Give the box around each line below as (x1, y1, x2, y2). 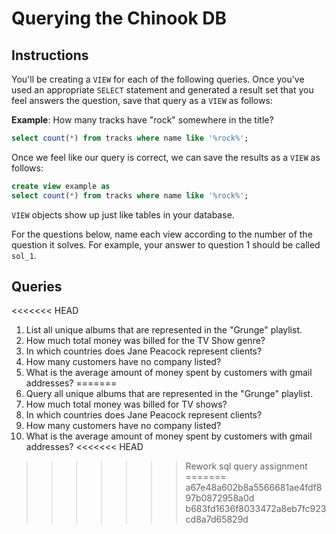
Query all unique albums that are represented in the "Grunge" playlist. (25, 388, 314, 400)
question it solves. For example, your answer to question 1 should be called (11, 238, 321, 251)
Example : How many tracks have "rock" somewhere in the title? (11, 114, 274, 126)
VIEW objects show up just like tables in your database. (11, 208, 235, 221)
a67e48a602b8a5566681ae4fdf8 (185, 482, 323, 494)
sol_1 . (11, 249, 37, 261)
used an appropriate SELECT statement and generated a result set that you (11, 84, 314, 96)
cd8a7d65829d (185, 513, 249, 526)
